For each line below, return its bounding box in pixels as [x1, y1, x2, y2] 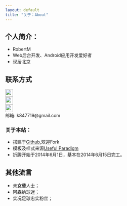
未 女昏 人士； [12, 183, 39, 189]
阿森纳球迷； [12, 189, 39, 195]
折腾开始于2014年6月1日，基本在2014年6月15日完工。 [12, 151, 125, 158]
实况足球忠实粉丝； [12, 195, 53, 201]
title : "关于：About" [5, 12, 49, 17]
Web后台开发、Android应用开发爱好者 [12, 52, 92, 59]
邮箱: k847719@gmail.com [5, 113, 61, 119]
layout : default [5, 7, 39, 13]
